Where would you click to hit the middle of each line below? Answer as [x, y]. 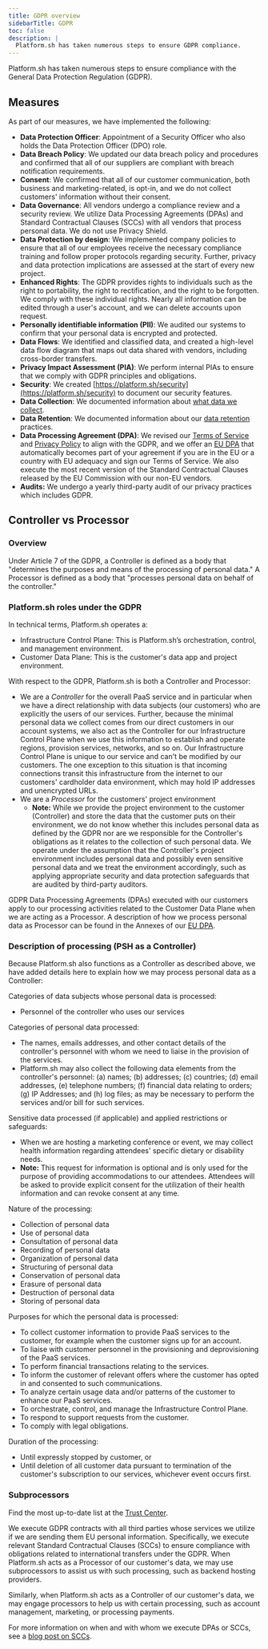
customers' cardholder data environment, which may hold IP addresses [138, 782]
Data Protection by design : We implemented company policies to [128, 239]
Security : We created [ [58, 384]
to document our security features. [175, 392]
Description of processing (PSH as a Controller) [102, 946]
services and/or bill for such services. [82, 1103]
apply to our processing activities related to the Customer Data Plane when [132, 908]
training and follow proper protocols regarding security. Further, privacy [138, 256]
